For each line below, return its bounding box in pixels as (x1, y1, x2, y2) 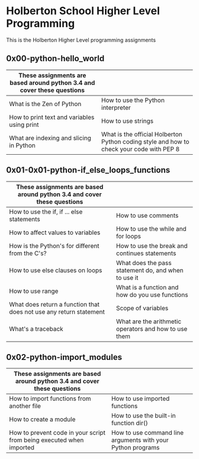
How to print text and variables (9, 113, 95, 121)
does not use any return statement (9, 307, 105, 315)
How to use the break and (116, 241, 188, 250)
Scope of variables (116, 304, 169, 312)
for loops (116, 232, 141, 240)
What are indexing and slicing (9, 133, 92, 142)
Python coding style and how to (101, 138, 190, 146)
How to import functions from (9, 394, 91, 403)
